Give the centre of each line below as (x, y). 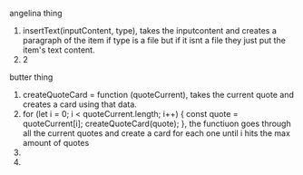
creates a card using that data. (80, 104)
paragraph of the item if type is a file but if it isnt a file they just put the (154, 40)
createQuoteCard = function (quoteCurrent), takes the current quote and (158, 95)
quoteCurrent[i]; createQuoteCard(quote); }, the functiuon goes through (157, 123)
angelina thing (36, 13)
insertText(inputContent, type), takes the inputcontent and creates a (149, 30)
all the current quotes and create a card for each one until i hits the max (156, 133)
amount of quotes (56, 143)
